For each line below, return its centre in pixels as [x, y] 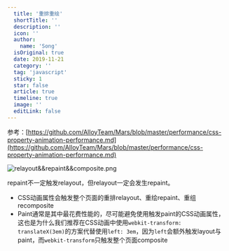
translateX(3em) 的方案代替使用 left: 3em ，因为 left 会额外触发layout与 [119, 231]
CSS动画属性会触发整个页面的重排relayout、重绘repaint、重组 [107, 197]
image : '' [28, 105]
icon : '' [26, 33]
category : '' [33, 66]
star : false [31, 85]
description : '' [37, 27]
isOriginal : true [39, 53]
